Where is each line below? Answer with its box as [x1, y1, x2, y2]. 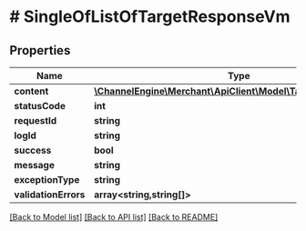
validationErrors [14, 188, 86, 201]
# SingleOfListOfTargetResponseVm [9, 6, 291, 27]
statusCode [14, 100, 66, 112]
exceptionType [14, 174, 80, 186]
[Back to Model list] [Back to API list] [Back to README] [9, 212, 219, 222]
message [14, 159, 55, 171]
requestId [14, 115, 57, 126]
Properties [9, 43, 71, 58]
